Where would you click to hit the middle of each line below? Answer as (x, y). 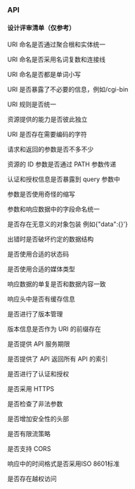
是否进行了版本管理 (35, 314)
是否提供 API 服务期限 (39, 344)
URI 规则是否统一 (32, 104)
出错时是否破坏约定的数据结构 (50, 239)
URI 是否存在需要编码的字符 (47, 135)
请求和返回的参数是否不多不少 (50, 149)
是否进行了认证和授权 (38, 374)
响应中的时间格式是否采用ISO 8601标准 (64, 464)
